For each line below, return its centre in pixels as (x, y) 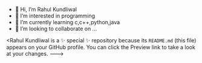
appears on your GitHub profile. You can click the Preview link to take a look (101, 47)
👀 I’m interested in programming (55, 16)
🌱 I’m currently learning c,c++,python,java (67, 22)
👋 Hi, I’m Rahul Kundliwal (46, 9)
